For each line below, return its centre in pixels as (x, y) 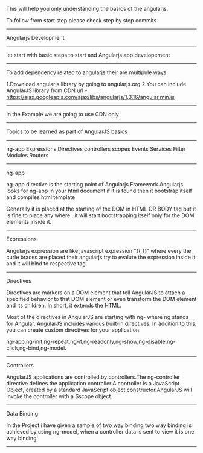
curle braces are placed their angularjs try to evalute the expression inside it (101, 257)
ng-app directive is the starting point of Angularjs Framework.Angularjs (95, 184)
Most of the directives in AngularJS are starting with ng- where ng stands (98, 317)
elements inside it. (29, 222)
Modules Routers (27, 155)
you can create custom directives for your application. (73, 330)
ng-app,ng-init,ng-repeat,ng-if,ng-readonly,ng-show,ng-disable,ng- (91, 341)
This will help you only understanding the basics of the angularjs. (87, 9)
